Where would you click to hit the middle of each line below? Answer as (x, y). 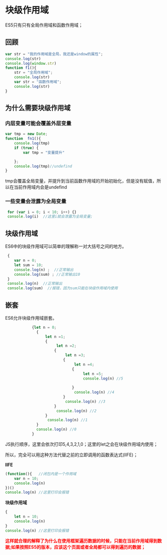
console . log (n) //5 (103, 378)
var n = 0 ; (25, 261)
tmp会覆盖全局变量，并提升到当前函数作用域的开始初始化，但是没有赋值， (81, 181)
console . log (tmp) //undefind (43, 166)
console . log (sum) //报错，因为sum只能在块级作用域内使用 (63, 288)
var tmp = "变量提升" (44, 153)
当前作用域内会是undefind (40, 187)
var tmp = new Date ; (27, 134)
